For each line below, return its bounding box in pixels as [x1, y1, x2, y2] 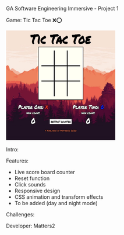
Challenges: [6, 211, 35, 218]
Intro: [6, 146, 19, 153]
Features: [6, 157, 29, 164]
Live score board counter [14, 169, 76, 175]
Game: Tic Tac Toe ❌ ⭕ [6, 17, 62, 23]
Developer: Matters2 [6, 222, 55, 229]
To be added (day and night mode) [14, 200, 98, 206]
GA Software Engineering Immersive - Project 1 [6, 5, 119, 12]
